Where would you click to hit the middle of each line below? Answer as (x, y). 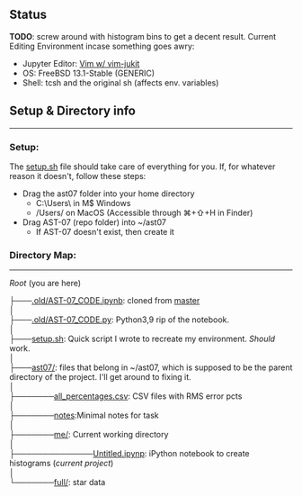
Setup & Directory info (73, 111)
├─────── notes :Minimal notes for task (84, 415)
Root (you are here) (45, 284)
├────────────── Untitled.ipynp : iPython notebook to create (129, 454)
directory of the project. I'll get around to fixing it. (100, 377)
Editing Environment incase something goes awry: (102, 46)
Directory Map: (43, 255)
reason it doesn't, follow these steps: (78, 176)
